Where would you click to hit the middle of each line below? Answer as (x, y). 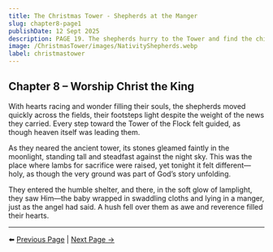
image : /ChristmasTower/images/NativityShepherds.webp (103, 46)
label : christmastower (47, 54)
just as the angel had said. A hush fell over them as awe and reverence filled (136, 206)
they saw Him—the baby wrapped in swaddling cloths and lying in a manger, (136, 198)
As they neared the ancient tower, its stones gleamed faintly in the (119, 148)
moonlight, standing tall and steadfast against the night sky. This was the (130, 156)
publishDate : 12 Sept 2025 (54, 31)
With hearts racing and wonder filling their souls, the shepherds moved (127, 106)
